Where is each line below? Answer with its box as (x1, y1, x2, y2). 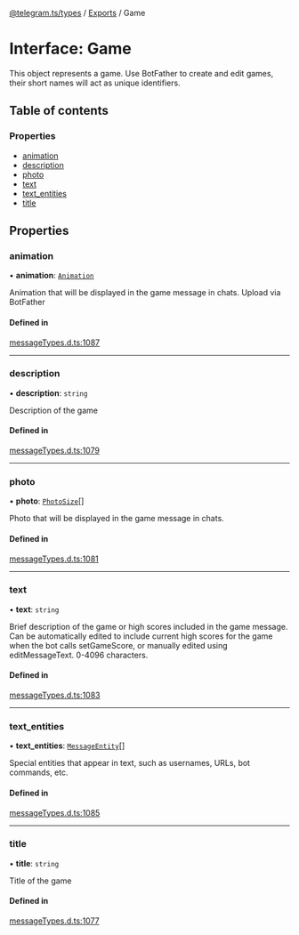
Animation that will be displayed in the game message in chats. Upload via (9, 287, 281, 298)
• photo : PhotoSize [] (9, 496, 85, 506)
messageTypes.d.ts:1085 (9, 807, 101, 818)
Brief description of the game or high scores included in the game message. (9, 621, 288, 632)
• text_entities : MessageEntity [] (9, 740, 125, 751)
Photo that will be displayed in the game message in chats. (9, 513, 224, 524)
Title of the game (9, 875, 72, 886)
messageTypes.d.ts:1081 (9, 553, 100, 564)
